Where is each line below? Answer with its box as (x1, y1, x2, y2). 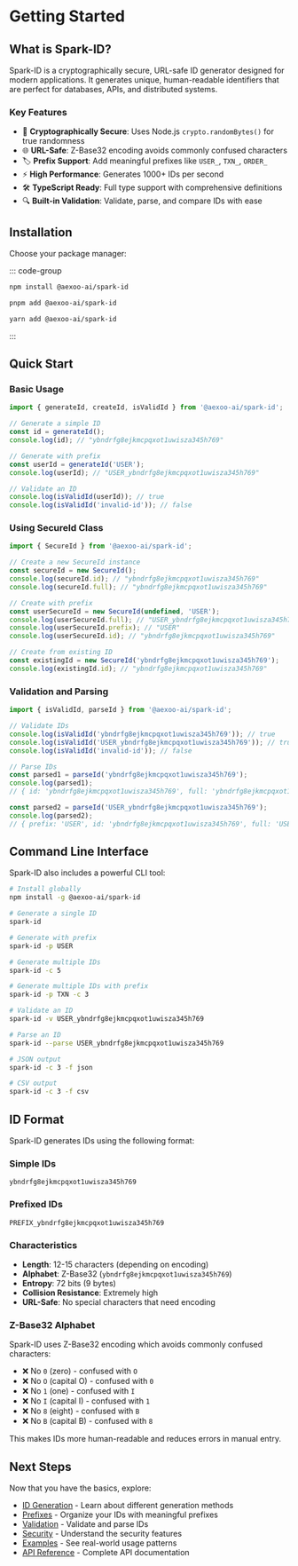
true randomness (21, 136, 85, 146)
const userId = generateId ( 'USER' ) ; (9, 460, 145, 469)
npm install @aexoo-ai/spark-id (9, 282, 129, 292)
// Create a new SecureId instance (9, 558, 141, 567)
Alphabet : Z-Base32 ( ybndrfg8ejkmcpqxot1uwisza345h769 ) (21, 1268, 232, 1279)
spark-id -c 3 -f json (9, 1063, 93, 1072)
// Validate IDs (9, 722, 69, 731)
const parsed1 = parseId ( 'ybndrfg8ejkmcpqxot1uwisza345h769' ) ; (9, 771, 248, 779)
